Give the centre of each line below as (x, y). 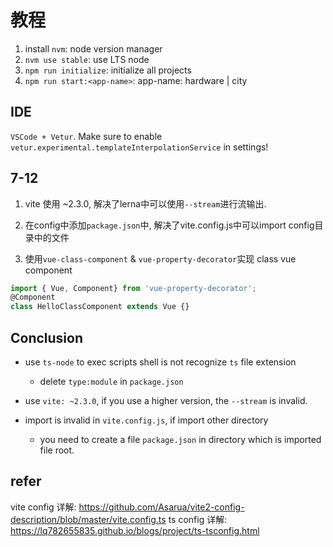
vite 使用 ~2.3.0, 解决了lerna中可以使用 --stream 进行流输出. (145, 203)
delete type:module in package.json (111, 381)
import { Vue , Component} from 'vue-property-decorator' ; (133, 288)
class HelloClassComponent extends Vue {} (100, 307)
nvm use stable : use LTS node (87, 59)
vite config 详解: (43, 507)
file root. (57, 450)
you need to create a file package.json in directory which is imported (180, 439)
